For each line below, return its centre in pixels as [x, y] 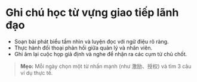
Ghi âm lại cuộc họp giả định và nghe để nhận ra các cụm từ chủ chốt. [101, 54]
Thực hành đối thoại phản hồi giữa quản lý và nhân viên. [83, 48]
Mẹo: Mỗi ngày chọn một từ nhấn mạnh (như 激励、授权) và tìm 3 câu [106, 66]
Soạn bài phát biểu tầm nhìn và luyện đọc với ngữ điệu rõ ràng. [91, 41]
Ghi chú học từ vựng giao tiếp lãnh [92, 13]
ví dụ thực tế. [36, 73]
